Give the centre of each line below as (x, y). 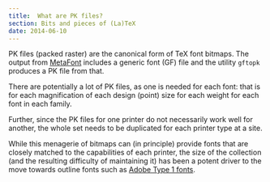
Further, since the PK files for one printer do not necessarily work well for (131, 120)
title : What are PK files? (56, 16)
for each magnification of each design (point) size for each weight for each (134, 95)
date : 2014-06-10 (38, 31)
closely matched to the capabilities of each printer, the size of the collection (135, 152)
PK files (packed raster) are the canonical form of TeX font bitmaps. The (129, 54)
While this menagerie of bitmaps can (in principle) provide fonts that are (129, 144)
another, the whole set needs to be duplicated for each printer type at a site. (136, 128)
